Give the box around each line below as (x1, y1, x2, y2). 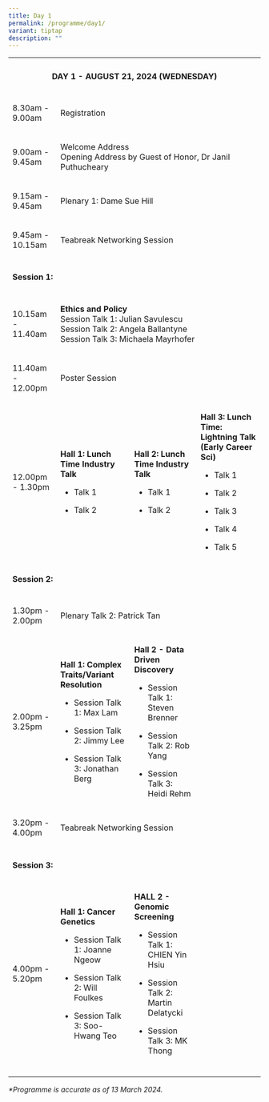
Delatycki (147, 1007, 183, 1018)
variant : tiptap (8, 26, 62, 34)
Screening (134, 911, 175, 922)
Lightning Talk (199, 431, 256, 443)
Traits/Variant (59, 669, 114, 680)
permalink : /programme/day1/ (8, 19, 106, 27)
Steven (147, 702, 175, 713)
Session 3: (12, 860, 54, 871)
